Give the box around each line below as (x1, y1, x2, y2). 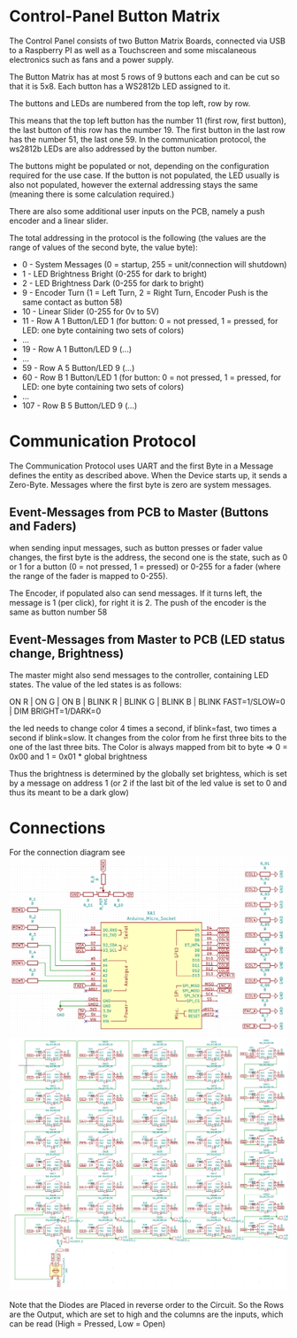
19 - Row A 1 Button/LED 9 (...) (21, 344, 133, 354)
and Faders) (9, 519, 77, 534)
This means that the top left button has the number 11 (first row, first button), (9, 115, 287, 126)
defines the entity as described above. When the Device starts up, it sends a (9, 469, 287, 480)
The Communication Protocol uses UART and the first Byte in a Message (9, 460, 274, 471)
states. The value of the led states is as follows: (9, 679, 182, 690)
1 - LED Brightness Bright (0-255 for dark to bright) (21, 268, 208, 279)
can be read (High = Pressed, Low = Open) (9, 1319, 166, 1329)
